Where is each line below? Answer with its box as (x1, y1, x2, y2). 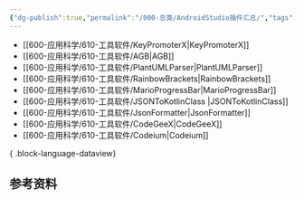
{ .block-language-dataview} (9, 147, 117, 158)
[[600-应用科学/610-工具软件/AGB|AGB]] (22, 51, 175, 62)
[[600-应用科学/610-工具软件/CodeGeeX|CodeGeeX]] (22, 118, 223, 129)
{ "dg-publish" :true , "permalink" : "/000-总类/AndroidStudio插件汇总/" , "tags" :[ (9, 13, 301, 23)
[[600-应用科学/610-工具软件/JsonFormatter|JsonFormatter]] (22, 107, 252, 118)
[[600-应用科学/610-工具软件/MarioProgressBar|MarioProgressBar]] (22, 84, 277, 95)
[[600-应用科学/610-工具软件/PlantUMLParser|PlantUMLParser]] (22, 62, 263, 72)
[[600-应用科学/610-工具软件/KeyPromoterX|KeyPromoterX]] (22, 39, 250, 50)
